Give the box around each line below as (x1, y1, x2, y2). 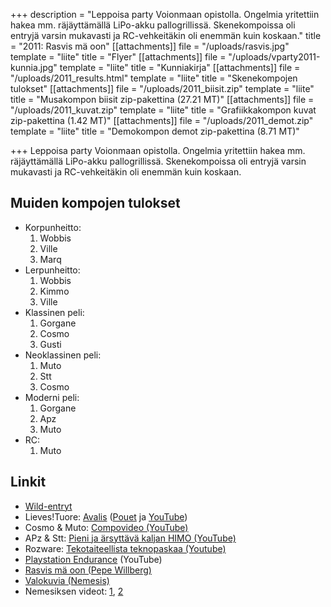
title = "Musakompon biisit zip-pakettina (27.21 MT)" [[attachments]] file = (10, 94, 315, 105)
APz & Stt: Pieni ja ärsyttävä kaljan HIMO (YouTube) (24, 532, 237, 544)
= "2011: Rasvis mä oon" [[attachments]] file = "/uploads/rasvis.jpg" (10, 40, 290, 52)
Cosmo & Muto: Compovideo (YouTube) (24, 521, 189, 533)
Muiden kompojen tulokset (10, 195, 181, 212)
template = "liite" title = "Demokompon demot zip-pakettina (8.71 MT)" (10, 125, 300, 137)
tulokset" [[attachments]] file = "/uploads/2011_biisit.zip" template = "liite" (10, 83, 315, 94)
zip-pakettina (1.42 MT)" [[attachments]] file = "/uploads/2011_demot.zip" (10, 115, 314, 126)
